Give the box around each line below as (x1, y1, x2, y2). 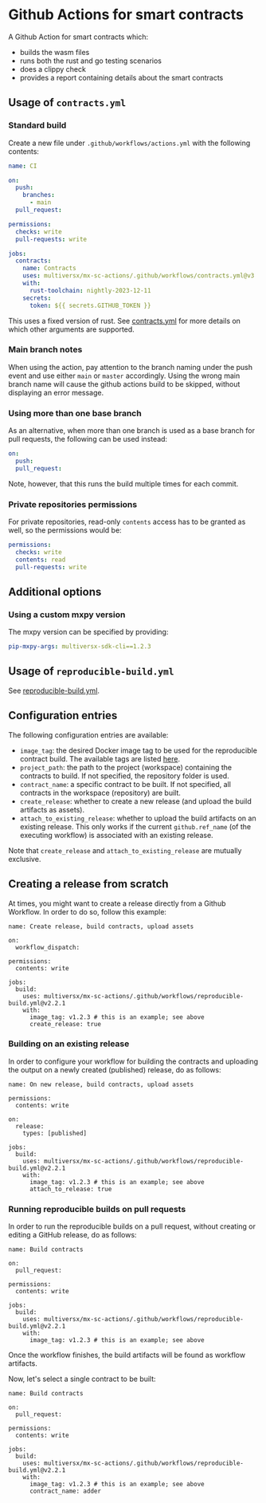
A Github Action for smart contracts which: (8, 32, 149, 41)
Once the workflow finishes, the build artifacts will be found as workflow (8, 1350, 245, 1360)
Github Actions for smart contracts (8, 6, 244, 24)
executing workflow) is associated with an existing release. (19, 830, 213, 840)
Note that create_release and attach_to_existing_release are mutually (8, 845, 242, 855)
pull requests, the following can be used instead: (8, 435, 168, 444)
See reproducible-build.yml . (8, 686, 100, 695)
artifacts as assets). (19, 805, 85, 814)
